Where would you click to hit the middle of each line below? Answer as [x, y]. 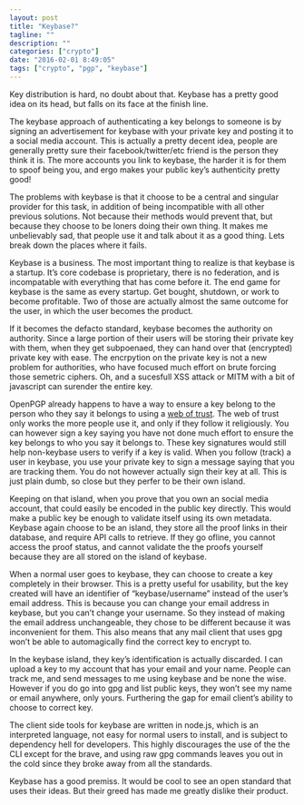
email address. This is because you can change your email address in [139, 603]
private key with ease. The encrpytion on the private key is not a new [138, 357]
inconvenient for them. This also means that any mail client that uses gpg [146, 632]
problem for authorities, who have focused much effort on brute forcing [143, 367]
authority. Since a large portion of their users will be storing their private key [152, 338]
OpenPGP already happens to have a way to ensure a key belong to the [143, 404]
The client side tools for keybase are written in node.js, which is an [134, 725]
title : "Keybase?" [44, 26]
